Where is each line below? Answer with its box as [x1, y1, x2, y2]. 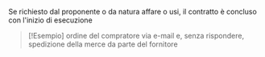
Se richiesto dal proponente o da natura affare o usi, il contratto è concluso [8, 7, 258, 16]
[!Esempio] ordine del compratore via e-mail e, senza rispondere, [27, 31, 244, 40]
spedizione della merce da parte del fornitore [27, 39, 179, 49]
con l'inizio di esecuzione [8, 15, 93, 25]
